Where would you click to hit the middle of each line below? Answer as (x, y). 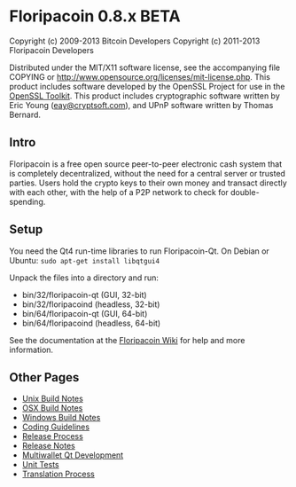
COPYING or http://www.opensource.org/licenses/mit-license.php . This (140, 76)
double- (245, 192)
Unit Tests (40, 465)
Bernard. (25, 114)
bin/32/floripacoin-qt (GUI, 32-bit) (85, 295)
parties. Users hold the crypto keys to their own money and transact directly (148, 183)
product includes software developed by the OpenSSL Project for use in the (147, 86)
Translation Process (58, 474)
